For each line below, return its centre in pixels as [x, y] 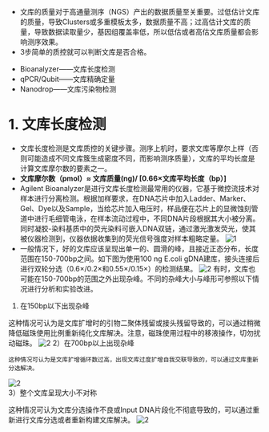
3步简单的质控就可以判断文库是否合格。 [85, 52]
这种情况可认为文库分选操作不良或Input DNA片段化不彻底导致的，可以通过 [130, 410]
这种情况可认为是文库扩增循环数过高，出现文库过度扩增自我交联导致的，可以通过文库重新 [133, 360]
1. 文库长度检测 [57, 125]
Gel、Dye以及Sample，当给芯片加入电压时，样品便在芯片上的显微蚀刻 [135, 208]
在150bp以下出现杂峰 [54, 306]
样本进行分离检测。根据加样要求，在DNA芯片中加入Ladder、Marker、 [135, 198]
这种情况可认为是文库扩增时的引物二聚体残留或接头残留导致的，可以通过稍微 [134, 323]
